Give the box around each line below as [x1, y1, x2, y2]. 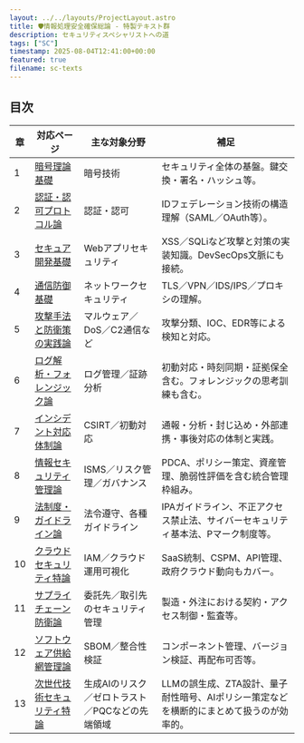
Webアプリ [83, 241, 131, 254]
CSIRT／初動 [83, 418, 138, 431]
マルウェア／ [83, 309, 138, 322]
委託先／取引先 [83, 589, 147, 601]
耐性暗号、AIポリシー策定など [161, 690, 289, 703]
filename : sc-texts [9, 64, 83, 73]
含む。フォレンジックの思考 [161, 374, 280, 386]
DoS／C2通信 [83, 323, 142, 336]
